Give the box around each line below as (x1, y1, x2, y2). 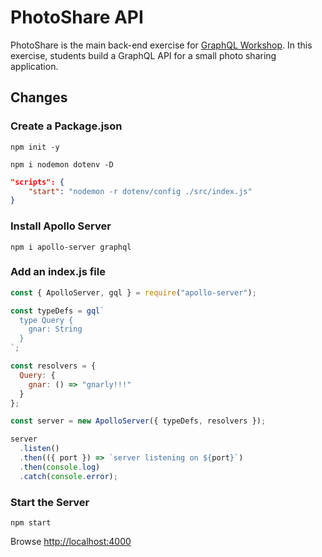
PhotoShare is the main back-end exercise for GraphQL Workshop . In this (10, 39, 313, 51)
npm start (10, 518, 52, 528)
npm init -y (10, 142, 60, 152)
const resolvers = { (10, 361, 97, 371)
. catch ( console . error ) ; (19, 471, 118, 481)
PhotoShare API (10, 6, 144, 29)
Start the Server (10, 495, 90, 509)
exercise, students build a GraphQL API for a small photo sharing (10, 49, 277, 61)
